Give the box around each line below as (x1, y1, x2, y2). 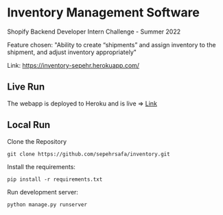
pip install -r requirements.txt (7, 176, 103, 183)
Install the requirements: (7, 162, 75, 170)
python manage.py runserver (7, 201, 88, 208)
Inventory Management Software (7, 5, 200, 21)
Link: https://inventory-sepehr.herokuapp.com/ (7, 61, 139, 69)
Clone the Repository (7, 137, 67, 145)
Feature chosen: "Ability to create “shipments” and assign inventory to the (7, 40, 216, 49)
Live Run (7, 81, 45, 93)
